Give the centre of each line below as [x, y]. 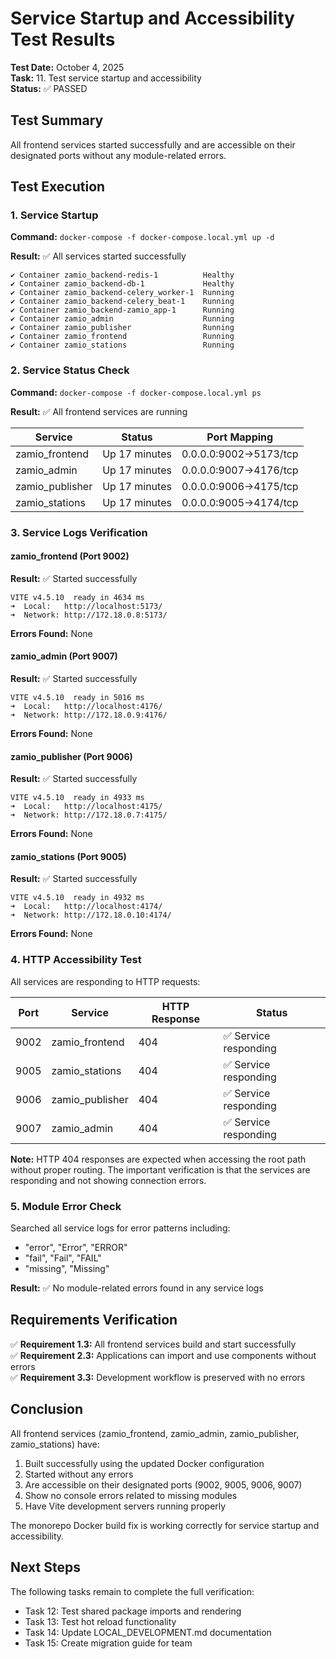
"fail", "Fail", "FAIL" [63, 1258]
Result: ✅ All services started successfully [98, 256]
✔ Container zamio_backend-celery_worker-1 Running [122, 293]
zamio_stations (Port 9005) [68, 856]
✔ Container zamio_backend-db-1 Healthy [122, 284]
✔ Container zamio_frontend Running [122, 337]
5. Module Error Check [66, 1206]
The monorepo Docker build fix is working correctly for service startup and [165, 1525]
